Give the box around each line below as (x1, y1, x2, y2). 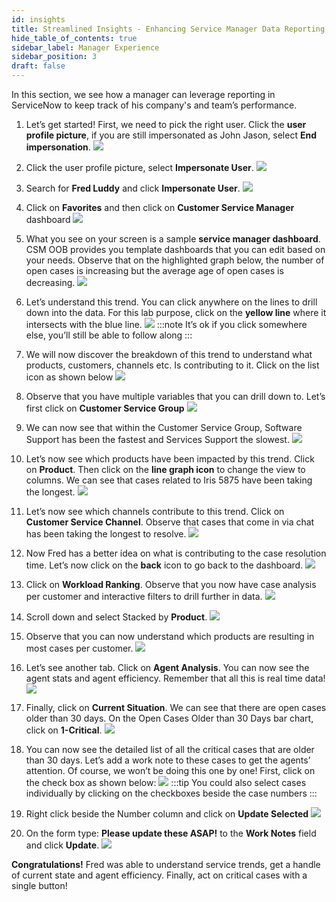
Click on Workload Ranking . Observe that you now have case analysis (25, 579, 317, 590)
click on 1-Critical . (25, 724, 103, 736)
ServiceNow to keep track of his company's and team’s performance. (11, 99, 298, 111)
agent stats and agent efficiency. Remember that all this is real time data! (25, 672, 326, 684)
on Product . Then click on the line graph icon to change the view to (25, 464, 306, 475)
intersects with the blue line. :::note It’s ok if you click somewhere (25, 319, 308, 330)
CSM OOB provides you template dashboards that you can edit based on (25, 244, 326, 255)
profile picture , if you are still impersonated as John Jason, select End (25, 129, 317, 141)
